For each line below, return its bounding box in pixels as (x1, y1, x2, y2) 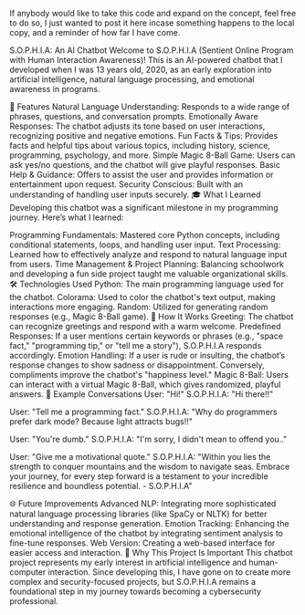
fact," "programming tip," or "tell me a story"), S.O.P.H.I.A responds (9, 340, 262, 350)
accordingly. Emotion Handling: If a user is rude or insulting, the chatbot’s (9, 350, 286, 360)
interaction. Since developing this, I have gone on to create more (47, 567, 291, 578)
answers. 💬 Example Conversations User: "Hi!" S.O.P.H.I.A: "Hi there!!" (9, 389, 274, 400)
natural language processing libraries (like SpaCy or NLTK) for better (9, 508, 268, 519)
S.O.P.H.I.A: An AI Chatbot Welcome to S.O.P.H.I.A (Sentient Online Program (9, 45, 294, 56)
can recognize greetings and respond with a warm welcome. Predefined (9, 321, 281, 331)
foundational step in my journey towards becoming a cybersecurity (9, 586, 262, 597)
